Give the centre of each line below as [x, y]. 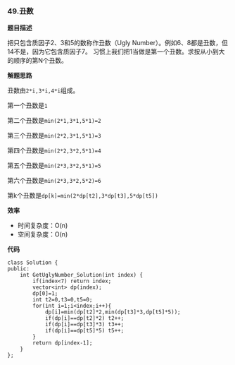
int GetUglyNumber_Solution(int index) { [81, 275]
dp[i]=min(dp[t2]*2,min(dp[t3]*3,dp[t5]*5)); [113, 312]
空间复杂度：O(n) [43, 234]
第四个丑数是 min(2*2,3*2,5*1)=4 [54, 150]
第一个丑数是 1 [27, 106]
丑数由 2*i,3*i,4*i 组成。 [43, 90]
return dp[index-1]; [63, 343]
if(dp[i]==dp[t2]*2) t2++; [84, 318]
